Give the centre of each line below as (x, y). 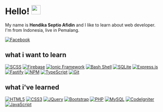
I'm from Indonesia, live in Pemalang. (42, 30)
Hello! (17, 11)
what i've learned (32, 87)
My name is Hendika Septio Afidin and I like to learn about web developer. (80, 25)
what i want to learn (36, 55)
